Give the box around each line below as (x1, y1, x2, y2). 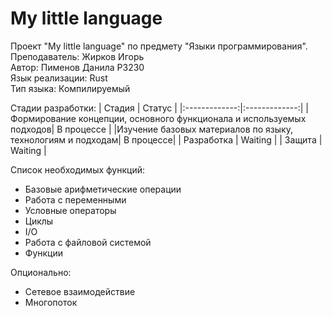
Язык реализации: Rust (10, 72, 108, 84)
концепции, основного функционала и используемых (78, 112, 307, 124)
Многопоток (24, 296, 78, 308)
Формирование (10, 112, 77, 124)
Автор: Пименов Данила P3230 (10, 61, 145, 73)
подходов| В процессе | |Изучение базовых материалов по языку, (10, 123, 293, 135)
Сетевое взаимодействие (24, 285, 136, 297)
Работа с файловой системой (24, 236, 152, 248)
